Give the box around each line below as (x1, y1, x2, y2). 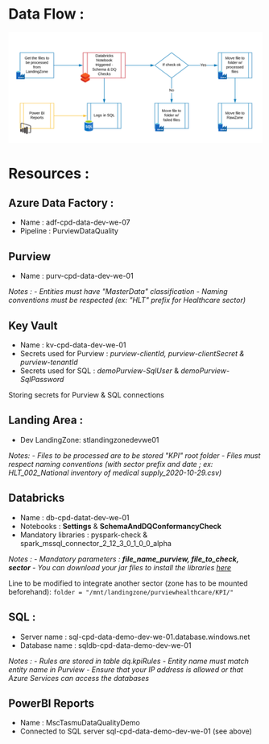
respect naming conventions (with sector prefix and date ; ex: (8, 459, 213, 469)
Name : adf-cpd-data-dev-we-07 (19, 217, 130, 227)
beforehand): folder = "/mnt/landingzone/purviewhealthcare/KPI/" (8, 586, 234, 596)
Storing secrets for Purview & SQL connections (8, 390, 165, 400)
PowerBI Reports (8, 696, 95, 710)
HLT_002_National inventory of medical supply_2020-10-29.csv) (8, 468, 222, 477)
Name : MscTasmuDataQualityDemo (19, 718, 141, 728)
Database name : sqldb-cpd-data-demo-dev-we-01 (19, 640, 192, 650)
